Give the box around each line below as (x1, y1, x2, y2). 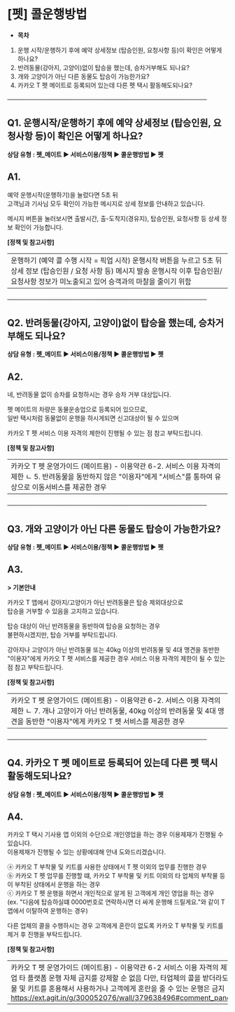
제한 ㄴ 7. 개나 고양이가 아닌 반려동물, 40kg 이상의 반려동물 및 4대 (10, 706, 216, 716)
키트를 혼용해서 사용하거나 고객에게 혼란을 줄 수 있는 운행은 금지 (27, 984, 225, 994)
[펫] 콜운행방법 (7, 6, 87, 22)
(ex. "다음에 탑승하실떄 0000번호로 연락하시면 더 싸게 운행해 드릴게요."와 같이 (7, 898, 220, 906)
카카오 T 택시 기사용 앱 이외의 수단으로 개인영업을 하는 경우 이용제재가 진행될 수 (7, 830, 224, 839)
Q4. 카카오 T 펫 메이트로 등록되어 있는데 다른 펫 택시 (7, 757, 218, 769)
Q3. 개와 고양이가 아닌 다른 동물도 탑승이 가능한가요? (7, 523, 222, 535)
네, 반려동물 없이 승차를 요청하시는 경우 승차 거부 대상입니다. (7, 390, 171, 399)
